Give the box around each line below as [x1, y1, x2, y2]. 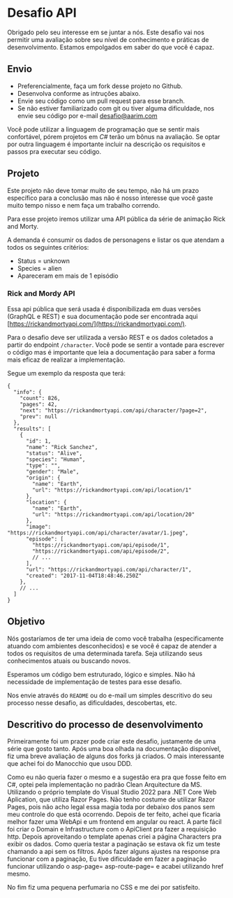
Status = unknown [17, 257, 70, 265]
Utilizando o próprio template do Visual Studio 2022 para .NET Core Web [7, 788, 217, 797]
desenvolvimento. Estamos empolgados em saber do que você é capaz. [7, 43, 215, 51]
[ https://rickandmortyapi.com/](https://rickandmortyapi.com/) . [7, 320, 187, 328]
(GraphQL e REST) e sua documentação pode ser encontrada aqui [7, 312, 198, 320]
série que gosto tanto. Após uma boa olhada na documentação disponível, [7, 745, 221, 753]
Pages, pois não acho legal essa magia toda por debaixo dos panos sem [7, 803, 215, 811]
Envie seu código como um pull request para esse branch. [17, 97, 185, 105]
